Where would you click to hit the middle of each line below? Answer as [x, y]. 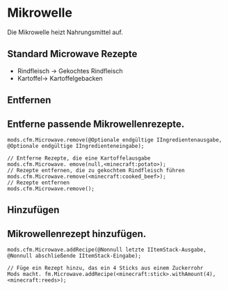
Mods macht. [24, 274]
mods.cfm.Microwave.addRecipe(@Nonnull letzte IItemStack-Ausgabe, [107, 250]
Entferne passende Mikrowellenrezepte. [96, 124]
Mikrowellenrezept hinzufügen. [77, 234]
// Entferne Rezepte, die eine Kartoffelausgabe [79, 158]
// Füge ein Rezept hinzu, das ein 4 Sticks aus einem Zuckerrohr [105, 268]
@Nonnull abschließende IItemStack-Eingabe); [74, 256]
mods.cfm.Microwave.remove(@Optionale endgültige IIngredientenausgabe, [115, 140]
